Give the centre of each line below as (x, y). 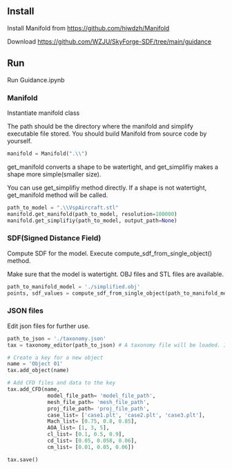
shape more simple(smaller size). (54, 174)
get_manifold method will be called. (58, 195)
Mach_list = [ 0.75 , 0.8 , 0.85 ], (92, 421)
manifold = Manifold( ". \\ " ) (48, 154)
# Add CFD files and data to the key (61, 383)
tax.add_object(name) (38, 370)
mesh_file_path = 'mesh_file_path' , (98, 402)
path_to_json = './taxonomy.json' (57, 338)
